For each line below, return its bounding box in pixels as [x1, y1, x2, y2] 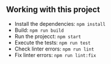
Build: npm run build [14, 26, 64, 33]
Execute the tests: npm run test [14, 39, 91, 46]
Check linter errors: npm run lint [14, 45, 95, 52]
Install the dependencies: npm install [14, 20, 106, 27]
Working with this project [6, 5, 100, 15]
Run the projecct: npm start [14, 32, 81, 40]
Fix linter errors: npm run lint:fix [14, 51, 96, 58]
